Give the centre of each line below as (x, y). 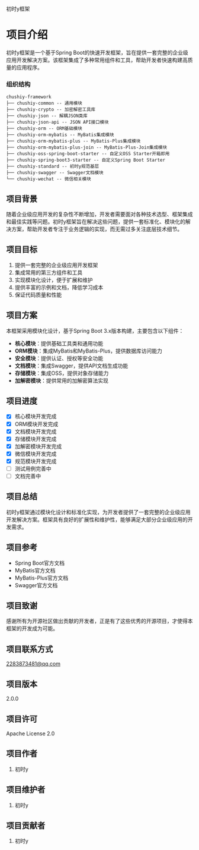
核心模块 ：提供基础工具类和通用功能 (59, 343)
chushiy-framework (29, 97)
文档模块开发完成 (36, 431)
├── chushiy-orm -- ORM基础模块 (44, 129)
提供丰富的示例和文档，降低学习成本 (59, 287)
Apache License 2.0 (31, 733)
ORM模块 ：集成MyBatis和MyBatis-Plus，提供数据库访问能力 (89, 351)
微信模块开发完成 (36, 454)
